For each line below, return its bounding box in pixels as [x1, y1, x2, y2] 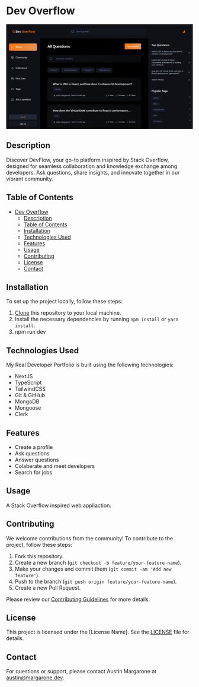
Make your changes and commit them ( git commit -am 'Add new [14, 565, 172, 572]
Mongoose [14, 404, 41, 411]
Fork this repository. [14, 552, 64, 559]
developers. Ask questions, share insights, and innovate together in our [6, 169, 180, 176]
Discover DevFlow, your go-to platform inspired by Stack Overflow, [6, 156, 169, 163]
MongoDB [14, 398, 40, 405]
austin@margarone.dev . [6, 674, 65, 681]
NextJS [14, 373, 33, 380]
